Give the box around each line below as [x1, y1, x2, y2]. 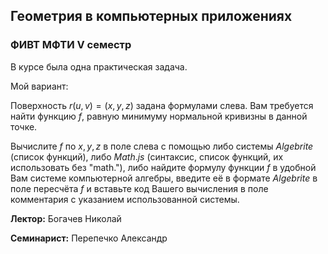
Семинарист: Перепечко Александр [10, 232, 168, 244]
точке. [10, 120, 38, 133]
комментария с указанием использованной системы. [10, 193, 240, 205]
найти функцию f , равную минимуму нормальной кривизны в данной [10, 110, 308, 122]
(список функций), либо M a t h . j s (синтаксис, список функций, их [10, 150, 284, 163]
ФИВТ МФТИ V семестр [10, 38, 132, 52]
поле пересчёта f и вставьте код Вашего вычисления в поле [10, 182, 269, 194]
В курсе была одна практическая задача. [10, 60, 188, 73]
